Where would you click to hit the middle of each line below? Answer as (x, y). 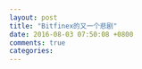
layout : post (33, 17)
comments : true (38, 43)
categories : (31, 51)
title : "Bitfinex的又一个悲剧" (63, 26)
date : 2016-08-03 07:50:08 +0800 (71, 34)
